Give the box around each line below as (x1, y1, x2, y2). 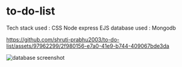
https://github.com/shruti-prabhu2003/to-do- (6, 36, 119, 43)
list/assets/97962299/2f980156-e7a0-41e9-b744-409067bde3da (6, 42, 170, 49)
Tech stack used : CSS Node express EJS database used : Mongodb (6, 24, 176, 31)
